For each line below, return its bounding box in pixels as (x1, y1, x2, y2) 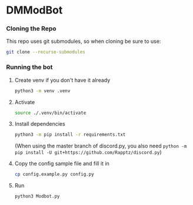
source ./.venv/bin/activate (14, 110, 86, 116)
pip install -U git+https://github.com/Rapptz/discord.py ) (14, 149, 162, 156)
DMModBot (6, 4, 63, 17)
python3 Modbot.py (14, 193, 60, 200)
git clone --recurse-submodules (6, 49, 85, 55)
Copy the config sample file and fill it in (14, 160, 110, 167)
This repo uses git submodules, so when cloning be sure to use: (6, 38, 161, 45)
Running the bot (6, 63, 53, 71)
